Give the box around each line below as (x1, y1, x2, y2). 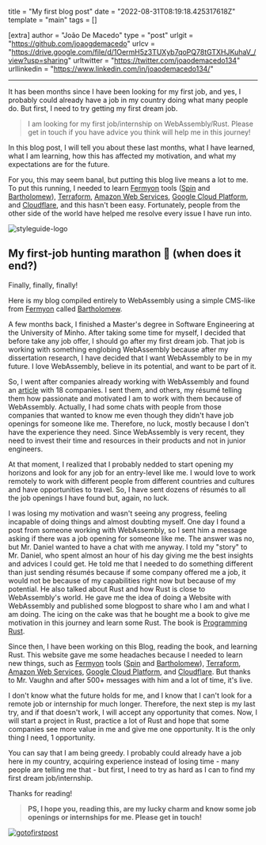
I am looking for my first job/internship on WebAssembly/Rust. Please (27, 119, 253, 128)
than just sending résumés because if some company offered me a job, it (8, 567, 247, 577)
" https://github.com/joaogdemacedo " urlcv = (8, 39, 156, 48)
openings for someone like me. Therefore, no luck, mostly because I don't (8, 419, 249, 428)
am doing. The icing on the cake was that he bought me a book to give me (8, 609, 251, 619)
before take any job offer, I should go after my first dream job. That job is (8, 336, 245, 345)
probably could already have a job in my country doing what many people (8, 95, 249, 105)
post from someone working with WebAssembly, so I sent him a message (8, 525, 247, 535)
